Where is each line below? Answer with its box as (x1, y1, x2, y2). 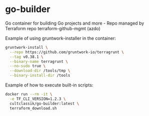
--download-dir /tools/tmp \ (9, 68, 70, 73)
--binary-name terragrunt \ (9, 59, 68, 64)
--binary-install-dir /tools (9, 73, 70, 78)
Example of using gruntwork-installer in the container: (5, 35, 116, 41)
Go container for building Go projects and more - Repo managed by (5, 20, 144, 26)
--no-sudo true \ (9, 64, 46, 69)
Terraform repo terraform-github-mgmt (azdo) (5, 25, 101, 31)
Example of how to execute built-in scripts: (5, 82, 93, 88)
